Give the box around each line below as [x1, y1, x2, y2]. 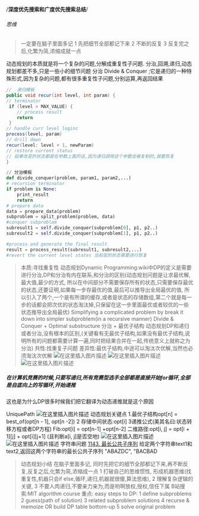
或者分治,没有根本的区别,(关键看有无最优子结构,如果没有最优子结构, [20, 330, 185, 337]
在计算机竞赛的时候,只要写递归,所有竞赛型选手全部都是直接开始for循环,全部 [6, 374, 191, 381]
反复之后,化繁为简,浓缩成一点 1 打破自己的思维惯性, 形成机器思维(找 [27, 467, 192, 475]
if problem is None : [6, 186, 58, 192]
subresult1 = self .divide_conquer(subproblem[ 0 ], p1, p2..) [6, 225, 159, 231]
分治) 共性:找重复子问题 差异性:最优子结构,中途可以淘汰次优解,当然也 [20, 345, 188, 352]
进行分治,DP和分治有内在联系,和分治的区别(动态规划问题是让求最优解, [20, 271, 191, 279]
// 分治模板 [6, 170, 33, 176]
